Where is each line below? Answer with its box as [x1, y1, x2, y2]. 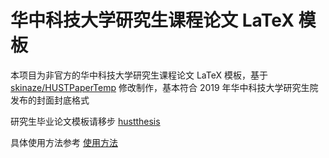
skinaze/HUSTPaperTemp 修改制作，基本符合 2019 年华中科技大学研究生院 [10, 81, 319, 93]
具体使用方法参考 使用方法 [10, 136, 118, 148]
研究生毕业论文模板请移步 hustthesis [10, 115, 161, 127]
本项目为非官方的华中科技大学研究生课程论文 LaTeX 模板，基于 [10, 69, 268, 81]
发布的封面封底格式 [10, 94, 90, 106]
